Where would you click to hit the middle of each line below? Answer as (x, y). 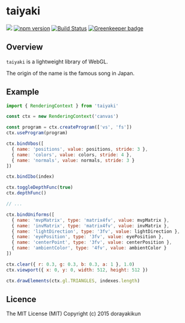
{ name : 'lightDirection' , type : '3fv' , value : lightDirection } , (96, 231)
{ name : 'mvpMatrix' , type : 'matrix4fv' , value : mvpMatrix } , (90, 220)
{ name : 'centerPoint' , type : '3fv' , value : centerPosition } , (92, 243)
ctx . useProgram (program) (37, 133)
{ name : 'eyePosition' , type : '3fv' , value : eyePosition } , (88, 237)
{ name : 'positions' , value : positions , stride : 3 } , (80, 149)
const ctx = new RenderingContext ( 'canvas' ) (62, 117)
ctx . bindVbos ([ (25, 144)
